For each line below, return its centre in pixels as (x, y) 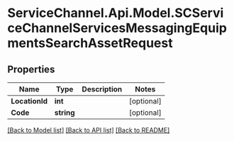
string (65, 113)
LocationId (29, 101)
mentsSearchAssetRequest (90, 43)
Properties (31, 69)
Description (102, 89)
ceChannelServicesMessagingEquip (117, 28)
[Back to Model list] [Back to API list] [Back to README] (89, 130)
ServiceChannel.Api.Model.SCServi (116, 13)
